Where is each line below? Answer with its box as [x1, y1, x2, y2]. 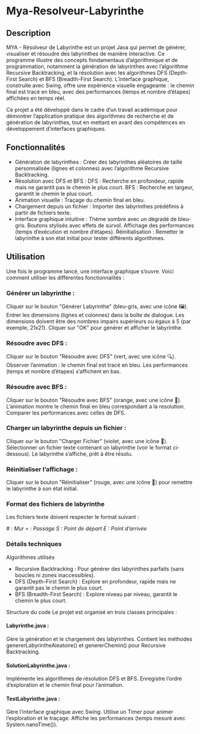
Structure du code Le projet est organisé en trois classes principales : [6, 608, 177, 616]
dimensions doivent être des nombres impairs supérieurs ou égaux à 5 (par [6, 318, 191, 325]
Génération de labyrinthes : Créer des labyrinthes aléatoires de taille [14, 158, 183, 165]
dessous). [6, 450, 31, 457]
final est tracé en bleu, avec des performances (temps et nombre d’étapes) [6, 88, 191, 95]
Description [6, 28, 51, 38]
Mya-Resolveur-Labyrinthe [6, 4, 144, 18]
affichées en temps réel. [6, 94, 66, 102]
